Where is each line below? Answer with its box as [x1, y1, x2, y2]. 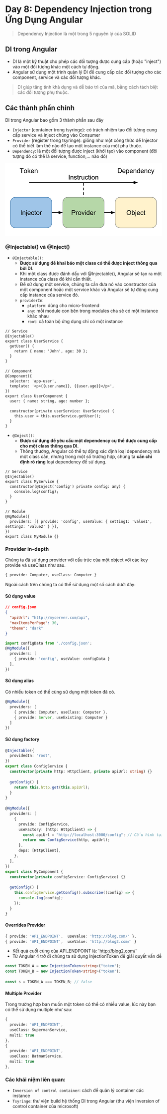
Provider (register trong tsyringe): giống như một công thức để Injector [12, 137, 158, 143]
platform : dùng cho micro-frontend [27, 302, 99, 308]
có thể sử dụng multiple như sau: [5, 1007, 73, 1013]
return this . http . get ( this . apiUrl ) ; [14, 785, 90, 790]
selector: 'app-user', [9, 378, 57, 383]
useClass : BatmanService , [9, 1054, 64, 1059]
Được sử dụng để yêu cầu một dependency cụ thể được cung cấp [19, 437, 158, 443]
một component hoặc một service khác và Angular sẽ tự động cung [19, 286, 158, 293]
